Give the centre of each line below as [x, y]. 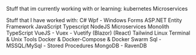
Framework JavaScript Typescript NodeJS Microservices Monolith [88, 27]
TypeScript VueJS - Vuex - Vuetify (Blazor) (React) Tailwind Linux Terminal [98, 33]
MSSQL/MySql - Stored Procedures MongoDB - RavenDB [77, 45]
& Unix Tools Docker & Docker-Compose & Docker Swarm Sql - [84, 39]
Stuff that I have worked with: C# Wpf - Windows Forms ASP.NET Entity [94, 20]
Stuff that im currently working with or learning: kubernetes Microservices [97, 9]
